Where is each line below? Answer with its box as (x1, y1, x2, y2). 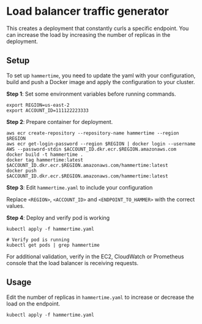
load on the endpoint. (6, 299, 61, 307)
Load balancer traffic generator (6, 4, 170, 18)
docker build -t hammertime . (6, 152, 84, 158)
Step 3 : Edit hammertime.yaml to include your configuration (6, 183, 153, 191)
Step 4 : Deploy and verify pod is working (6, 214, 110, 222)
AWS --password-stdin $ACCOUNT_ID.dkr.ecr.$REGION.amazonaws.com (6, 146, 176, 152)
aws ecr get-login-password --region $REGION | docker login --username (6, 141, 196, 147)
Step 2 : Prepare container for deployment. (6, 118, 113, 125)
